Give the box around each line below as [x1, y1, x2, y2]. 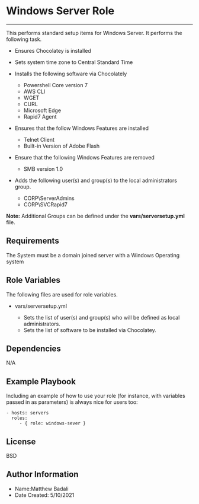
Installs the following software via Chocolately [14, 70, 127, 77]
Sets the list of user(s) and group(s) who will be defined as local [23, 314, 180, 321]
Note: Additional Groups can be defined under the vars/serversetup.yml [6, 212, 185, 219]
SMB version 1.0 [23, 165, 63, 173]
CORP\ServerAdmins [23, 194, 75, 202]
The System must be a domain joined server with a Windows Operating [6, 251, 179, 259]
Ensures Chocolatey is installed [14, 47, 92, 54]
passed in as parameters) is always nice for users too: [6, 398, 138, 406]
